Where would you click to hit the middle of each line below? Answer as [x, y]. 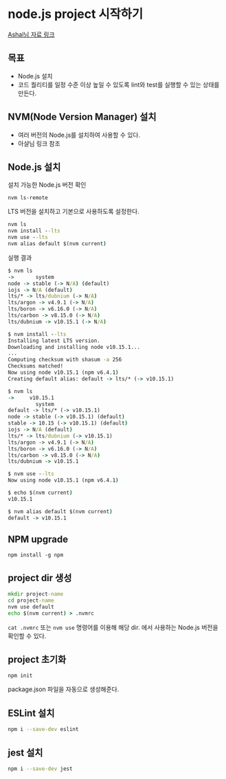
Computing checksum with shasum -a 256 [65, 360]
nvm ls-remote [28, 198]
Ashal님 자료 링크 [31, 34]
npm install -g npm [36, 555]
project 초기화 [37, 660]
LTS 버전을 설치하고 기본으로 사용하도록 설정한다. [74, 212]
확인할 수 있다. [27, 635]
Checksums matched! [36, 366]
